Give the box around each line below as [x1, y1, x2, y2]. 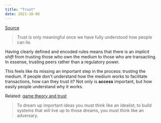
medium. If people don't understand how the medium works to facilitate [5, 73, 147, 79]
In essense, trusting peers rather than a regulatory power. [5, 59, 120, 65]
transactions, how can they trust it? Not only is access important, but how [5, 78, 152, 84]
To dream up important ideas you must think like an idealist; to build [16, 102, 152, 108]
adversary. [16, 112, 39, 118]
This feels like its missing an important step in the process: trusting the [5, 68, 146, 74]
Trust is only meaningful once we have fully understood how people [16, 34, 152, 40]
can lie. [16, 39, 31, 45]
